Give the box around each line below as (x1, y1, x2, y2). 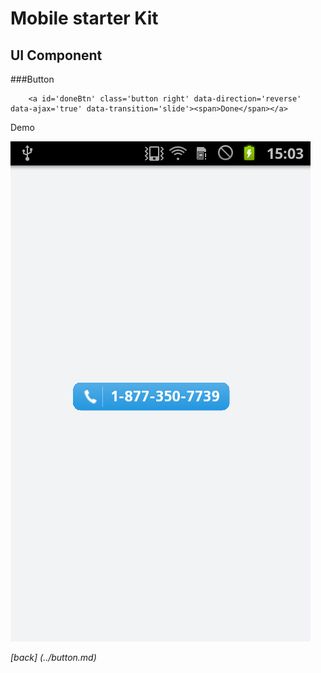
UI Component (10, 47, 103, 64)
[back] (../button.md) (10, 652, 97, 663)
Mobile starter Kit (10, 7, 159, 30)
